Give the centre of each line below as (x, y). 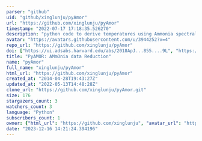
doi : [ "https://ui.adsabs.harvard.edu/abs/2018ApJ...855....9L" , (90, 51)
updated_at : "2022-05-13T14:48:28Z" (52, 85)
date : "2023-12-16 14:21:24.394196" (52, 129)
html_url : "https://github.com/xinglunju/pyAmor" (70, 73)
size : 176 (19, 95)
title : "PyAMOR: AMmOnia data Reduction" (59, 56)
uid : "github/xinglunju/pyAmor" (47, 17)
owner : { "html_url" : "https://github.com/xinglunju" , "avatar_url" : (94, 124)
